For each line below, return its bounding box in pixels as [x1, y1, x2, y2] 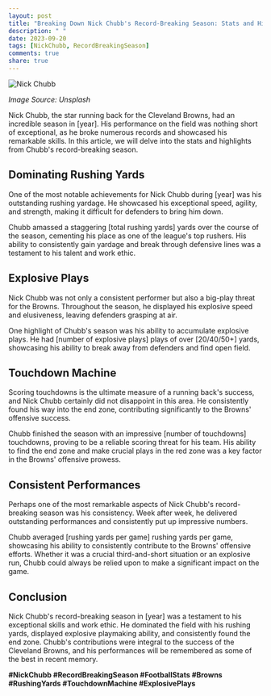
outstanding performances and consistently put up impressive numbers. [8, 517, 248, 526]
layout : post [8, 11, 52, 20]
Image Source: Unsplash [8, 94, 91, 104]
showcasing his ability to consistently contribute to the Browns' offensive [8, 541, 252, 551]
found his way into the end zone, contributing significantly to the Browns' [8, 405, 252, 414]
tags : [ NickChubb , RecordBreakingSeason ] [8, 42, 150, 50]
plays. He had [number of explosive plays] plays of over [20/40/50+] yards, [8, 334, 260, 344]
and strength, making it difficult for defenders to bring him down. [8, 207, 223, 216]
